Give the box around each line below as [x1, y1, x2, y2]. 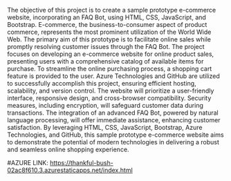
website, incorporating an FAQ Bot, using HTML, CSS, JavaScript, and [7, 13, 206, 21]
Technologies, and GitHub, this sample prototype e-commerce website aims [7, 131, 224, 139]
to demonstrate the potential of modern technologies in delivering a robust [7, 138, 219, 146]
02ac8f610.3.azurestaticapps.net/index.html [7, 166, 133, 174]
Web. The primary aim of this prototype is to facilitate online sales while [7, 35, 211, 44]
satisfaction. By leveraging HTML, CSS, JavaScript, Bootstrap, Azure [7, 124, 203, 131]
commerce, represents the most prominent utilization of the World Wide [7, 28, 212, 36]
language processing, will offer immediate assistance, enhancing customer [7, 116, 221, 124]
